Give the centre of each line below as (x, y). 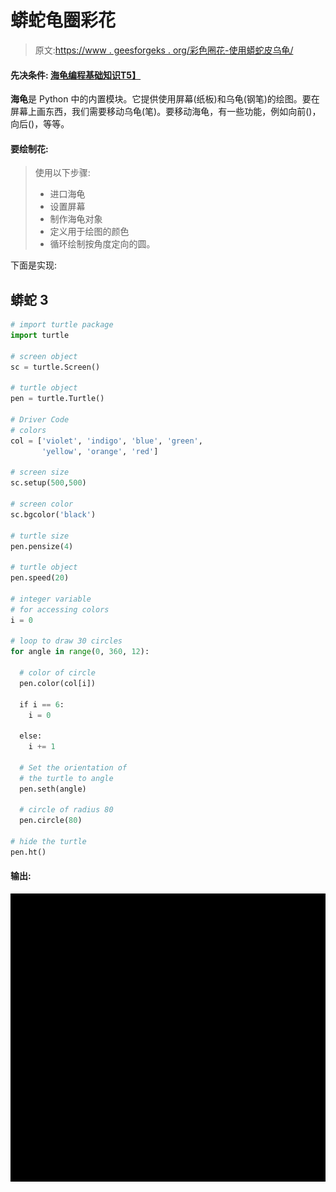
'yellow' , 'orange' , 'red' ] (100, 451)
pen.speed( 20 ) (40, 578)
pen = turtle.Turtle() (57, 399)
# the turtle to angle (66, 778)
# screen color (42, 504)
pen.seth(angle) (53, 789)
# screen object (44, 356)
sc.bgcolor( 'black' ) (53, 514)
